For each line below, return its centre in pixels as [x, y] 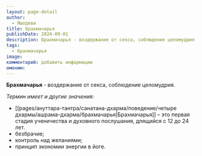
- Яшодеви [24, 23]
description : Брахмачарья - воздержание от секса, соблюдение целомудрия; [102, 40]
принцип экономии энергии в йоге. [60, 147]
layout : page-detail [32, 12]
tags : [13, 46]
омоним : [16, 68]
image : [14, 57]
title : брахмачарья [31, 29]
